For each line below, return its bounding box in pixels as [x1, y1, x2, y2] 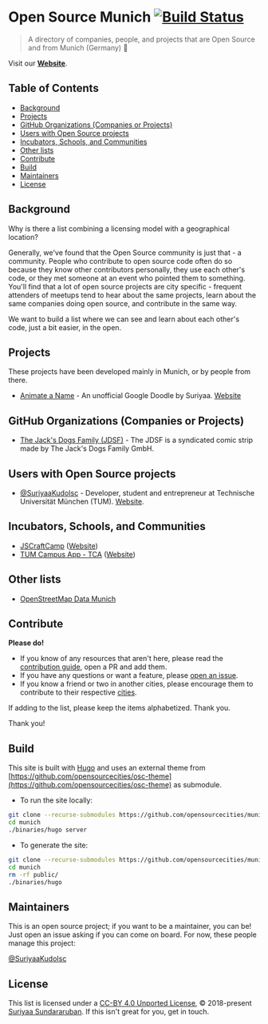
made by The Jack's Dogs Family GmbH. [19, 444, 155, 453]
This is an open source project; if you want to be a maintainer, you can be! [8, 922, 252, 931]
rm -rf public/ [8, 871, 59, 879]
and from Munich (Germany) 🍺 [27, 42, 128, 52]
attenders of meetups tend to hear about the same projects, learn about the [8, 290, 257, 300]
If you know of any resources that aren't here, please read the [19, 654, 223, 663]
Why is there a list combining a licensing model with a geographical [8, 224, 230, 233]
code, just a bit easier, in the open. [8, 322, 122, 332]
